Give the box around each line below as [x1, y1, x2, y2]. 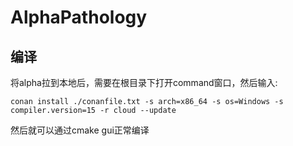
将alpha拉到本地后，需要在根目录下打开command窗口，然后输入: [10, 77, 278, 88]
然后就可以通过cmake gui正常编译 [10, 124, 150, 136]
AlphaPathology [10, 6, 148, 29]
